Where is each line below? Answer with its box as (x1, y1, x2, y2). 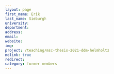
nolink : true (5, 52, 32, 57)
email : (5, 35, 18, 39)
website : (5, 39, 23, 44)
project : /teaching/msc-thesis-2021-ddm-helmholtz (5, 48, 110, 53)
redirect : (5, 57, 25, 62)
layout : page (5, 7, 32, 12)
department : (5, 25, 29, 30)
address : (5, 30, 23, 35)
